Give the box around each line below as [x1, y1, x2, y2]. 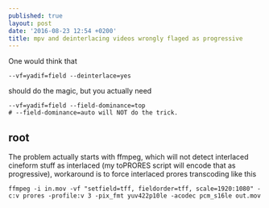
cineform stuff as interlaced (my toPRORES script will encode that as [8, 160, 236, 170]
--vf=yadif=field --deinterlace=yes [8, 72, 131, 81]
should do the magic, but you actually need [8, 86, 152, 96]
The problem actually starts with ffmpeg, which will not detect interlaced [8, 152, 249, 162]
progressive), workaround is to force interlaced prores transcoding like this [8, 169, 257, 179]
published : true [8, 11, 63, 20]
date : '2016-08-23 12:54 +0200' [8, 27, 117, 35]
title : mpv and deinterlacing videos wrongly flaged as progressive [8, 34, 243, 43]
